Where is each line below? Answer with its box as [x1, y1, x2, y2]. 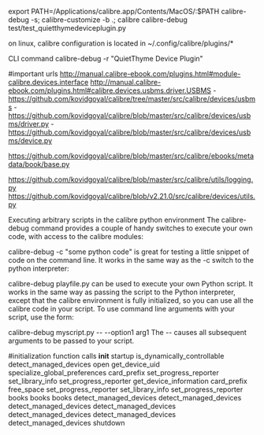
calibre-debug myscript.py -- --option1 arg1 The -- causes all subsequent [8, 328, 247, 337]
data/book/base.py [8, 160, 70, 168]
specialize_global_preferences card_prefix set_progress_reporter [8, 368, 219, 377]
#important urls [8, 69, 58, 78]
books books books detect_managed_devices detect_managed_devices [8, 393, 242, 402]
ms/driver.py [8, 120, 50, 128]
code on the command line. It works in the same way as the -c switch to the [8, 256, 255, 264]
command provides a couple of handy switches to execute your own [31, 223, 254, 233]
